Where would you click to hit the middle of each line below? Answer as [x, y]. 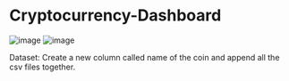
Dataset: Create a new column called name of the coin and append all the [144, 57]
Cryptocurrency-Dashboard [115, 16]
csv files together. [42, 67]
